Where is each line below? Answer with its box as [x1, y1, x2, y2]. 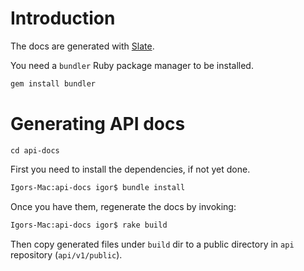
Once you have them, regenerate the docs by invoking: [10, 200, 237, 212]
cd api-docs [10, 145, 60, 156]
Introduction [10, 7, 116, 30]
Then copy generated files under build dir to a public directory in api [10, 238, 295, 250]
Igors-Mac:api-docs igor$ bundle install [10, 182, 186, 192]
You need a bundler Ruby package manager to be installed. [10, 59, 254, 71]
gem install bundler [10, 78, 97, 89]
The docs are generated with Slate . [10, 40, 155, 52]
